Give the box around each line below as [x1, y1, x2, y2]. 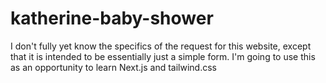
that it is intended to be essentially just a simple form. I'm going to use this [10, 50, 316, 62]
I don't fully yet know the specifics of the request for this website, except [10, 40, 312, 52]
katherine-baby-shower [10, 7, 214, 30]
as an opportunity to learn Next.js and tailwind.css [10, 61, 217, 73]
